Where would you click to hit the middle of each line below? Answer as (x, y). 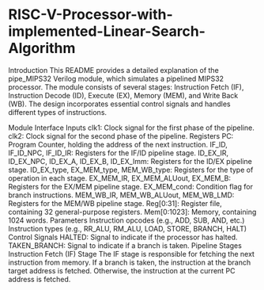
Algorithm (42, 48)
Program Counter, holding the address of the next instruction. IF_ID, (118, 144)
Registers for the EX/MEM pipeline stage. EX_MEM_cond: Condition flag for (130, 186)
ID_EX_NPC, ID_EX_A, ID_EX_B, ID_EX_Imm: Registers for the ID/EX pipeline (130, 161)
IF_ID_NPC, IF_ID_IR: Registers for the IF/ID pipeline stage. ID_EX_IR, (119, 153)
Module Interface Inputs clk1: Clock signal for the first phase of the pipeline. (131, 128)
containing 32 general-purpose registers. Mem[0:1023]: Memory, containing (132, 212)
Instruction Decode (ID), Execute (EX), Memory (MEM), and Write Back (123, 95)
